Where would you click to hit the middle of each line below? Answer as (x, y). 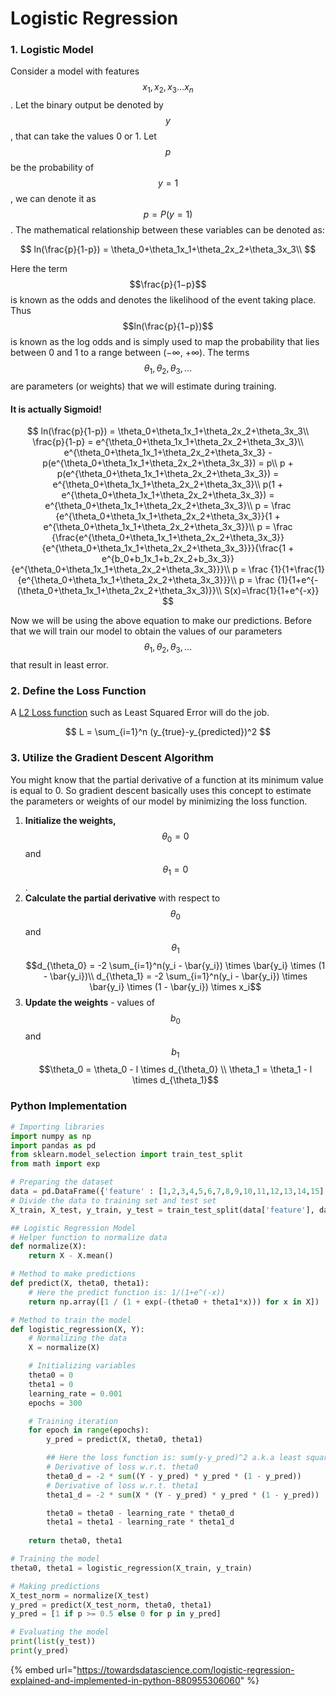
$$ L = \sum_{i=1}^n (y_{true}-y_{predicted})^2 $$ (168, 732)
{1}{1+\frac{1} (297, 569)
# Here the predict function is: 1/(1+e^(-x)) (127, 1292)
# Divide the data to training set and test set (113, 1200)
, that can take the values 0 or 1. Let (83, 136)
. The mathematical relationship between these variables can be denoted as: (167, 230)
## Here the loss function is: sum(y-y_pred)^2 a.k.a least (174, 1458)
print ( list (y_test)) (53, 1642)
